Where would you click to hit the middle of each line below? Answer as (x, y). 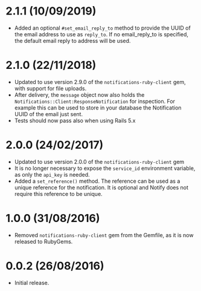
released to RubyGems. (43, 241)
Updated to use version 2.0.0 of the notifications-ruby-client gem (99, 162)
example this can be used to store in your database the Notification (98, 108)
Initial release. (32, 283)
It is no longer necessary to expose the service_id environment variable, (105, 168)
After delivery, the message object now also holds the (79, 94)
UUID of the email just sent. (48, 114)
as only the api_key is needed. (52, 174)
